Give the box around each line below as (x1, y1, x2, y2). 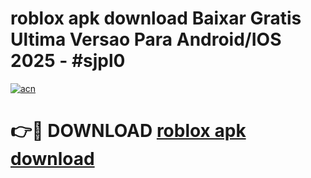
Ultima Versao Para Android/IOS (10, 28, 282, 51)
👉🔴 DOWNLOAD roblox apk (10, 120, 247, 142)
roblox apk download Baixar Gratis (10, 7, 302, 30)
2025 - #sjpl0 (10, 50, 126, 72)
